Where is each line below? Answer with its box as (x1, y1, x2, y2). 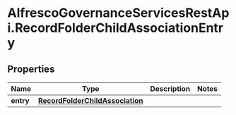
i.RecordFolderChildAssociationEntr (7, 20, 224, 36)
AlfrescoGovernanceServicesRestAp (7, 5, 230, 21)
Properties (7, 63, 55, 75)
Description (150, 84, 191, 93)
